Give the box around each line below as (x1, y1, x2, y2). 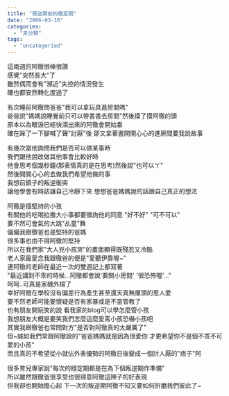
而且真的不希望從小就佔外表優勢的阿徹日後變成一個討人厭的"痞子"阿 (7, 350, 202, 357)
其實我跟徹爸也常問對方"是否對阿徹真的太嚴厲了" (7, 323, 147, 332)
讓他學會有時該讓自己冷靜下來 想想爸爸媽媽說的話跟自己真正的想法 (7, 187, 198, 195)
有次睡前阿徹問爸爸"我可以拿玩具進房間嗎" (7, 103, 129, 111)
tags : (7, 36, 23, 43)
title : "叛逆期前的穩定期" (7, 10, 77, 17)
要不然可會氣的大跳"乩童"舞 (7, 219, 87, 227)
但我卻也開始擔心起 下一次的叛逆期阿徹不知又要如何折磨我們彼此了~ (7, 381, 202, 389)
